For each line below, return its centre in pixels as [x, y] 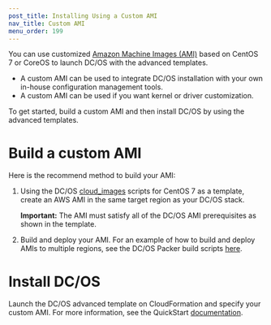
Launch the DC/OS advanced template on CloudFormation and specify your [135, 304]
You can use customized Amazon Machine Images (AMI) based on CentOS [133, 54]
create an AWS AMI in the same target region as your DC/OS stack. [132, 200]
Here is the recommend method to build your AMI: [92, 175]
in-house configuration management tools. [92, 87]
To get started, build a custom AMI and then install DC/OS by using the [127, 111]
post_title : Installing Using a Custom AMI [83, 16]
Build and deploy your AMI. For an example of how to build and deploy [138, 240]
